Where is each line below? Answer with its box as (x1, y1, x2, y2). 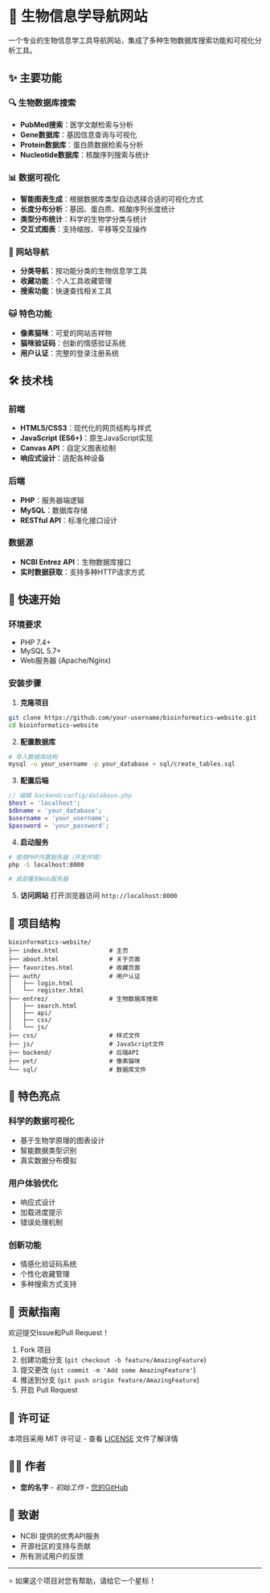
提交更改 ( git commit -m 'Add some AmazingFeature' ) (19, 1365, 197, 1374)
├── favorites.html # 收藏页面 (8, 964, 141, 972)
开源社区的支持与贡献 (19, 1541, 91, 1550)
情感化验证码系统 (19, 1259, 77, 1269)
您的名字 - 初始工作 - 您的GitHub (19, 1482, 129, 1492)
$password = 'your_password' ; (8, 821, 110, 830)
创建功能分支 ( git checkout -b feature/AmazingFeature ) (19, 1355, 207, 1365)
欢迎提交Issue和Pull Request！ (8, 1328, 110, 1338)
